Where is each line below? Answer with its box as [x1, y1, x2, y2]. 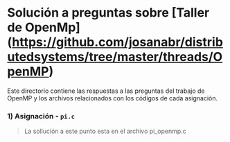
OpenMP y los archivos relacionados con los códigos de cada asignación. [7, 94, 218, 102]
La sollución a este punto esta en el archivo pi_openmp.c [24, 127, 187, 136]
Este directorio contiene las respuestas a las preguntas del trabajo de [7, 87, 205, 95]
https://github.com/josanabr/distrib [12, 35, 224, 50]
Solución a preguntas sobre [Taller [7, 5, 210, 21]
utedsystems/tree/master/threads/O [7, 49, 223, 65]
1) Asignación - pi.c [7, 111, 75, 121]
